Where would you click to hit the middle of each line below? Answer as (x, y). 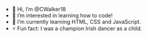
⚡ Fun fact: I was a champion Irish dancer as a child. (77, 28)
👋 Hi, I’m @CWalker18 (39, 9)
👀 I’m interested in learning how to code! (62, 15)
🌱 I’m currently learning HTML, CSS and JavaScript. (76, 22)
